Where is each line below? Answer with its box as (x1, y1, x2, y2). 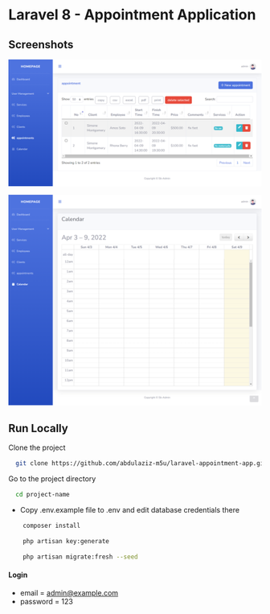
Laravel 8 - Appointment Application (8, 6, 256, 24)
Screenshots (8, 38, 74, 52)
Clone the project (8, 443, 66, 452)
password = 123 (19, 596, 74, 606)
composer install (22, 521, 81, 530)
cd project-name (15, 491, 70, 499)
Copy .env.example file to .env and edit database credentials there (19, 505, 239, 514)
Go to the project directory (8, 474, 96, 484)
